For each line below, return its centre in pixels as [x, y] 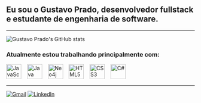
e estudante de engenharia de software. [82, 19]
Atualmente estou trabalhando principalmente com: [83, 54]
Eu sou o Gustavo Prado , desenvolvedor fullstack [100, 10]
